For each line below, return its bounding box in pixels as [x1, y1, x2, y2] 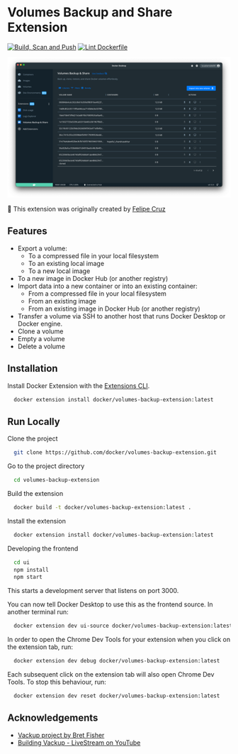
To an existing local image [28, 259, 105, 267]
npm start [13, 574, 42, 581]
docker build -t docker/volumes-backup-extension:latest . [13, 504, 192, 511]
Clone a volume [17, 327, 64, 336]
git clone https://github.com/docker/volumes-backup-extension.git [13, 449, 217, 456]
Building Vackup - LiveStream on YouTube [17, 738, 141, 747]
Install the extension [7, 516, 66, 525]
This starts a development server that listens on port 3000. [7, 587, 179, 595]
